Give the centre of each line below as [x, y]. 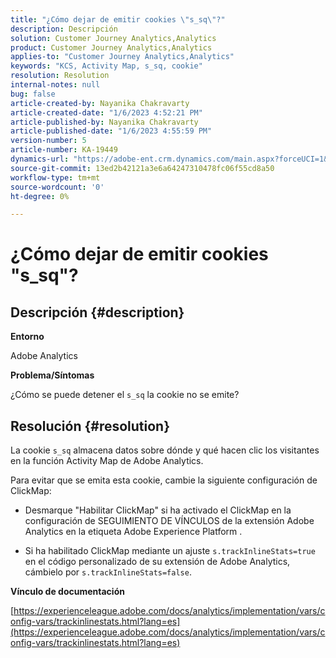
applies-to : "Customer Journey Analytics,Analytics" [122, 57]
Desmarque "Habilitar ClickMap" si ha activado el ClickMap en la [158, 510]
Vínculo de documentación [67, 592]
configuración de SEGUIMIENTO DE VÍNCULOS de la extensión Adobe [169, 521]
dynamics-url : [40, 159]
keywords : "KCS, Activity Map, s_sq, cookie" [106, 66]
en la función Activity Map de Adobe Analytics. [107, 461]
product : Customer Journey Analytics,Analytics [111, 47]
